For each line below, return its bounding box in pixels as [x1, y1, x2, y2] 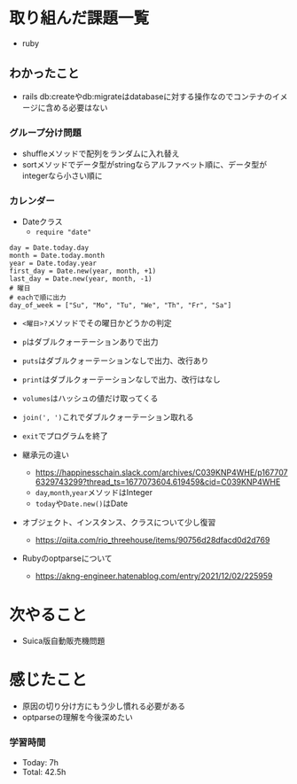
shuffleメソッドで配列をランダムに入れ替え [21, 148, 180, 159]
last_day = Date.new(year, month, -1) [9, 275, 152, 283]
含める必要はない [45, 102, 108, 113]
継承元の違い [21, 449, 69, 461]
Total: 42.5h [21, 766, 66, 777]
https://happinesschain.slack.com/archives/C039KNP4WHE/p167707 [35, 467, 288, 478]
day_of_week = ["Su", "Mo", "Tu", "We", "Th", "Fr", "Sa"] [9, 301, 232, 310]
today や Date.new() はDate [35, 498, 129, 509]
